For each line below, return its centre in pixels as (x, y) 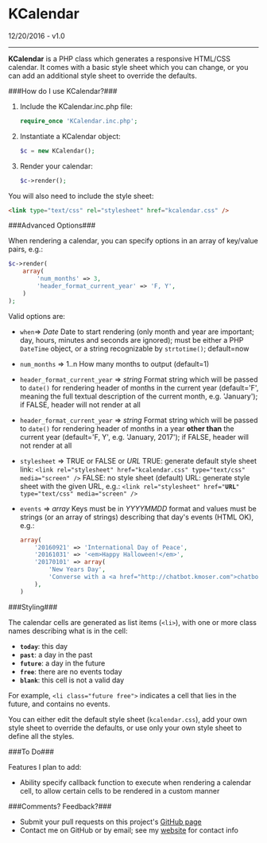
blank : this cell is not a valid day (72, 680)
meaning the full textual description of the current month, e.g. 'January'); (139, 396)
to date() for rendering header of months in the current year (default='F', (139, 387)
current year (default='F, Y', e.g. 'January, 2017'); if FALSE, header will (134, 437)
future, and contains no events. (59, 704)
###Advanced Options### (52, 225)
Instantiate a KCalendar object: (70, 136)
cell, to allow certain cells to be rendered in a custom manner (120, 791)
